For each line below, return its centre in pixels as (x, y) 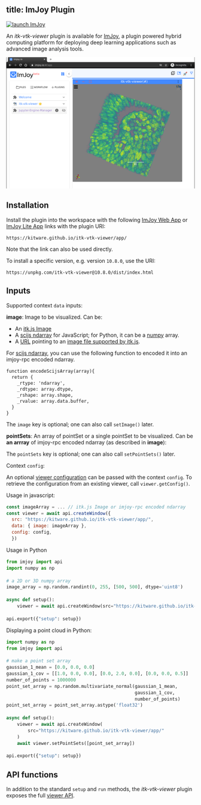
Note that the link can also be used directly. (60, 249)
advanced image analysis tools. (45, 49)
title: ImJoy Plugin (41, 10)
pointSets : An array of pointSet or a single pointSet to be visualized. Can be (100, 436)
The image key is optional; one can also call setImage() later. (80, 424)
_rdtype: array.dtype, (45, 389)
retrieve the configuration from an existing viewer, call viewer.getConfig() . (98, 483)
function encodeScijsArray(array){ (51, 371)
